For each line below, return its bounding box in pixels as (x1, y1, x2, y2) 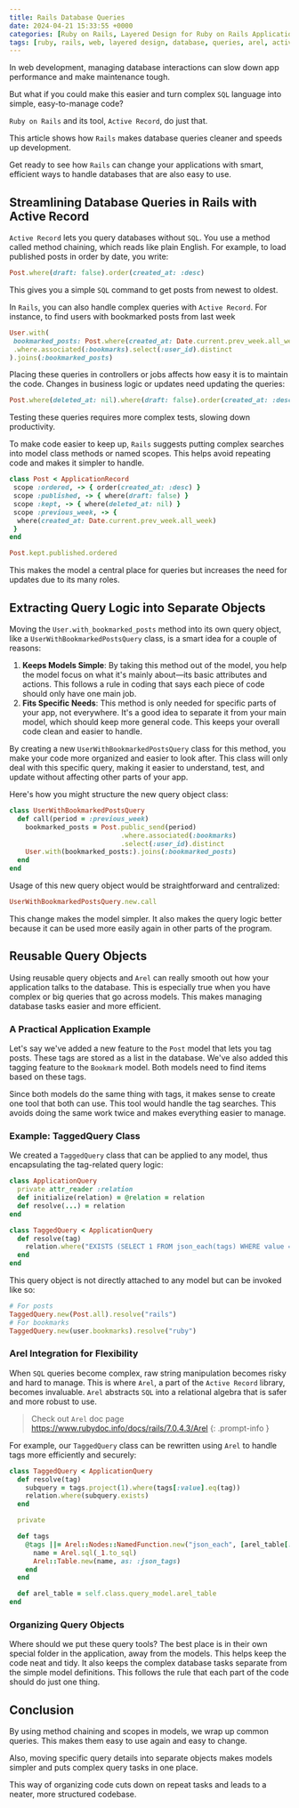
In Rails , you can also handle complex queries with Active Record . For (9, 302, 268, 312)
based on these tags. (9, 1071, 87, 1082)
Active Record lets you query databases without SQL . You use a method (9, 232, 271, 243)
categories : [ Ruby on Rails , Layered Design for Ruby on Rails (9, 29, 249, 38)
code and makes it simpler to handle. (9, 457, 145, 468)
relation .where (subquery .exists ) (25, 1491, 149, 1500)
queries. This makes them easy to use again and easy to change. (9, 1736, 247, 1747)
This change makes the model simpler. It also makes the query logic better (9, 913, 282, 924)
